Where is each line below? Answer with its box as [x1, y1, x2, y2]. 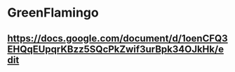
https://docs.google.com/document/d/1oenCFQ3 [7, 33, 228, 44]
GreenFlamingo [7, 5, 100, 21]
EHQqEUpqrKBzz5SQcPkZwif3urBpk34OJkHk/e [7, 43, 224, 55]
